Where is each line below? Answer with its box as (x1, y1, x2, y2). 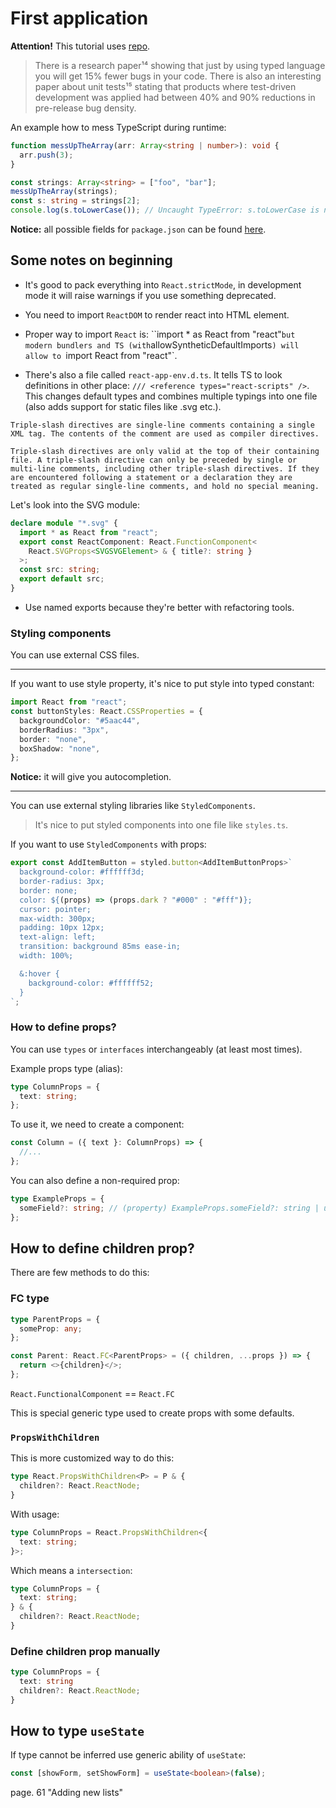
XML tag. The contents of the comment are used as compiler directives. (10, 428, 320, 439)
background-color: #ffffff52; (28, 978, 155, 988)
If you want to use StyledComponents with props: (10, 838, 207, 851)
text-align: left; (19, 932, 97, 942)
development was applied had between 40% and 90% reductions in (34, 91, 316, 103)
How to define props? (10, 1020, 117, 1034)
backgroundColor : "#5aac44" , (19, 715, 141, 726)
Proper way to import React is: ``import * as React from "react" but (24, 328, 296, 340)
